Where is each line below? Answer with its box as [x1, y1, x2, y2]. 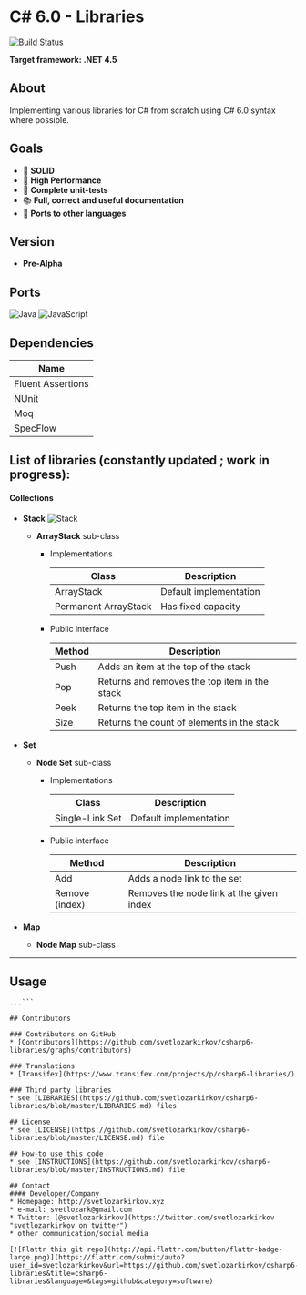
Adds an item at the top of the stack [97, 660, 250, 673]
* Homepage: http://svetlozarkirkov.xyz [9, 1198, 166, 1207]
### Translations [9, 1062, 76, 1071]
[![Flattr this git [9, 1245, 84, 1254]
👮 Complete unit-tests [22, 184, 108, 195]
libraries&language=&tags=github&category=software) [9, 1277, 214, 1286]
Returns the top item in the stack [97, 701, 237, 714]
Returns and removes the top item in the [97, 675, 270, 688]
